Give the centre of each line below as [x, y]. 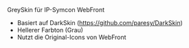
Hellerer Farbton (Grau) [50, 30]
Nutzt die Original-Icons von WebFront [71, 37]
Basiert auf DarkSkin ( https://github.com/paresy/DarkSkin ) [100, 23]
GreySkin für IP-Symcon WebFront [56, 10]
